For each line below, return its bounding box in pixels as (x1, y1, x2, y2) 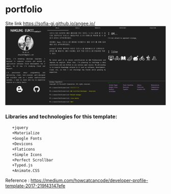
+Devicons (12, 141, 33, 146)
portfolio (5, 4, 43, 15)
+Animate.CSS (12, 168, 40, 174)
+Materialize (12, 131, 40, 136)
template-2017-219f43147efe (5, 183, 66, 189)
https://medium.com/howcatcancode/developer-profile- (30, 177, 149, 184)
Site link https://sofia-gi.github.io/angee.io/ (5, 20, 96, 26)
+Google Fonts (12, 136, 42, 141)
